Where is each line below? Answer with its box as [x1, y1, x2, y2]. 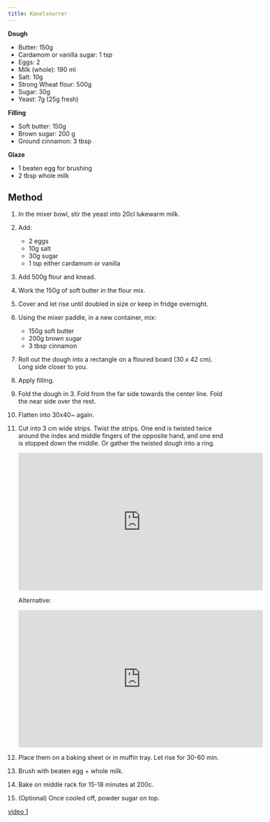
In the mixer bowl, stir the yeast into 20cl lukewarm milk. [17, 210, 180, 219]
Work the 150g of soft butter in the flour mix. [17, 286, 146, 295]
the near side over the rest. [17, 397, 96, 406]
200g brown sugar [28, 335, 82, 343]
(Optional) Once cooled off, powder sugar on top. [17, 794, 160, 802]
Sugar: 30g [17, 87, 51, 96]
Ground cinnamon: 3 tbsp [17, 137, 92, 145]
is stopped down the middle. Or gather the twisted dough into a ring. [17, 439, 215, 448]
